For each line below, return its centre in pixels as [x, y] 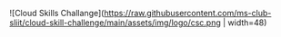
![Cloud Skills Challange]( [57, 13]
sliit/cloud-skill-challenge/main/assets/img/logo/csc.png [115, 23]
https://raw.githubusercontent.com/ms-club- [188, 13]
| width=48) [245, 23]
